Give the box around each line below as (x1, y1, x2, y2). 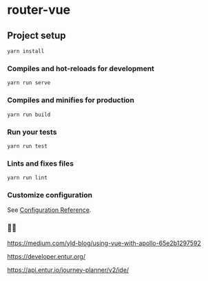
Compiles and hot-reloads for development (7, 64, 155, 73)
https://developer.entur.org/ (7, 252, 86, 260)
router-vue (7, 2, 71, 18)
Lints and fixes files (7, 158, 74, 168)
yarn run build (7, 111, 51, 118)
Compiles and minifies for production (7, 95, 134, 105)
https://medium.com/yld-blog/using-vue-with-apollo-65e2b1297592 (7, 239, 201, 247)
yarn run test (7, 142, 48, 150)
